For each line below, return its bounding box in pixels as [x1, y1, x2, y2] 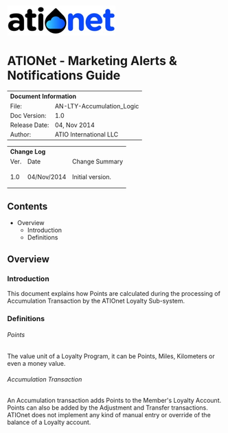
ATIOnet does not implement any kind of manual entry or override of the [7, 411, 211, 419]
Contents [7, 200, 48, 212]
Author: [10, 130, 32, 139]
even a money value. [7, 360, 66, 368]
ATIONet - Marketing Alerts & [7, 54, 177, 69]
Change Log [10, 148, 46, 156]
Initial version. [71, 172, 112, 180]
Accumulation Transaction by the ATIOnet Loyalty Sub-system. [7, 296, 185, 305]
